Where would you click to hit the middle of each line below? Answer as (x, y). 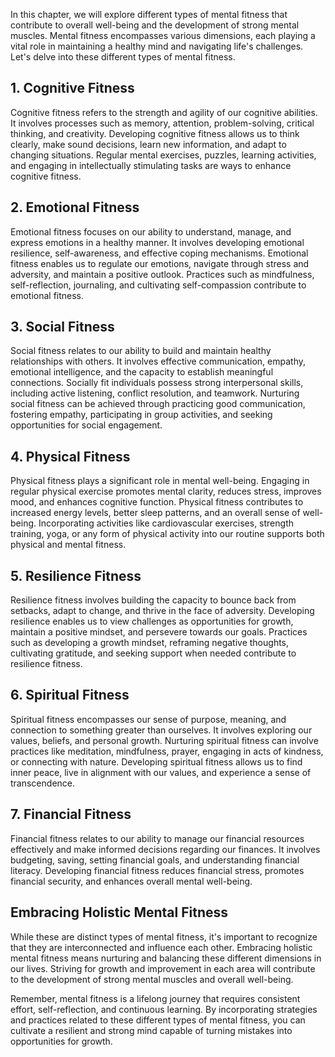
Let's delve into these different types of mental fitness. (123, 57)
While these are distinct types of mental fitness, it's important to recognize (164, 936)
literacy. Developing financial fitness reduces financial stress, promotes (157, 870)
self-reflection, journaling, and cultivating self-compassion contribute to (158, 285)
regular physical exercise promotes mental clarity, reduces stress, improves (166, 491)
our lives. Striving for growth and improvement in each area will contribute (163, 968)
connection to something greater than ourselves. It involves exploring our (161, 730)
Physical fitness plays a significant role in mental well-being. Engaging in (160, 481)
